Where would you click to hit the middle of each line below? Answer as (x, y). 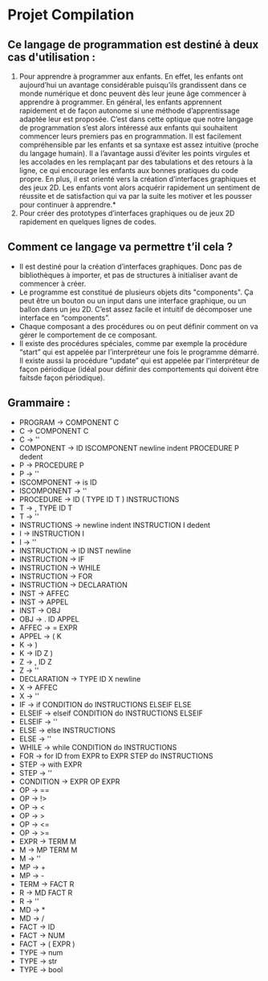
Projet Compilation (71, 15)
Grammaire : (39, 403)
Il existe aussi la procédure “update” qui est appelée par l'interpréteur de (139, 361)
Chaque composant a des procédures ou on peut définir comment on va (138, 326)
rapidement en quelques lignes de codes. (88, 222)
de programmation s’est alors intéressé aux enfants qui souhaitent (128, 128)
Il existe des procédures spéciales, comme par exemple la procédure (133, 343)
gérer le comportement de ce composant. (88, 335)
